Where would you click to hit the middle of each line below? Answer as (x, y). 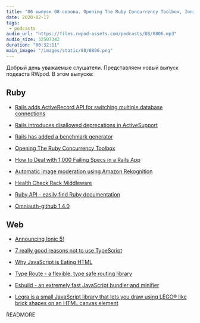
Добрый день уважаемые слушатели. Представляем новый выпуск (92, 67)
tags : (13, 23)
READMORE (21, 315)
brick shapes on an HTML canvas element (67, 303)
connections (30, 113)
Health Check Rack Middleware (53, 183)
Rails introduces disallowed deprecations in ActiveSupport (86, 125)
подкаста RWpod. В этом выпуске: (50, 74)
